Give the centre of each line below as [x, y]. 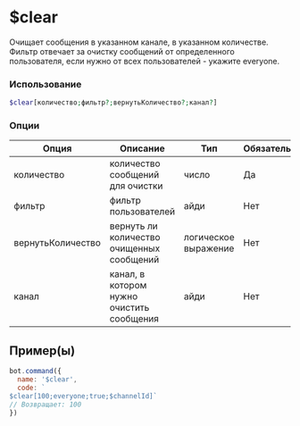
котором [128, 286]
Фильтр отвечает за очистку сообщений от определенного [122, 51]
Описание [142, 148]
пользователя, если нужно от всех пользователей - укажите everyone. [144, 61]
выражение [209, 248]
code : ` [32, 388]
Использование [46, 84]
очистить [129, 308]
